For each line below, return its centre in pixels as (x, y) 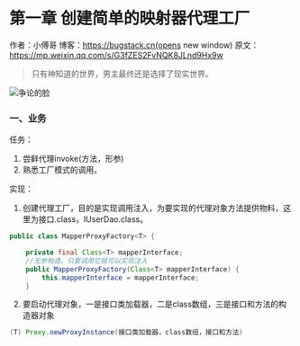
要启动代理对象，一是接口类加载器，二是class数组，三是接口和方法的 (150, 304)
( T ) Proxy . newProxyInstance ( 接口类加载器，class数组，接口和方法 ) (126, 333)
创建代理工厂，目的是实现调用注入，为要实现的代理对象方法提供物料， (153, 208)
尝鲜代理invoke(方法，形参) (73, 159)
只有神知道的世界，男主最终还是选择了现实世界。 (122, 74)
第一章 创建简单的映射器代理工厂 (130, 18)
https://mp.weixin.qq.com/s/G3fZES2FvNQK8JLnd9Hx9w (116, 55)
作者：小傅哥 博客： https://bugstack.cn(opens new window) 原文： (134, 45)
